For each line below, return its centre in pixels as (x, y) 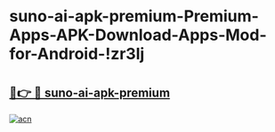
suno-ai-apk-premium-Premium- (134, 16)
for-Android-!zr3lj (77, 54)
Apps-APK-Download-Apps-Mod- (138, 35)
